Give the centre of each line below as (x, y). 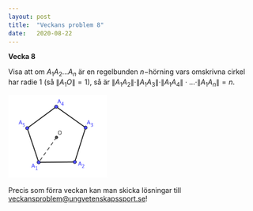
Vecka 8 (22, 57)
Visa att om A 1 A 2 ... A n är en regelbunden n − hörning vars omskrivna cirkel (127, 73)
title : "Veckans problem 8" (56, 25)
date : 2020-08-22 (40, 33)
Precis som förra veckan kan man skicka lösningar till (95, 190)
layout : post (30, 17)
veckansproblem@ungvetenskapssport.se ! (78, 198)
